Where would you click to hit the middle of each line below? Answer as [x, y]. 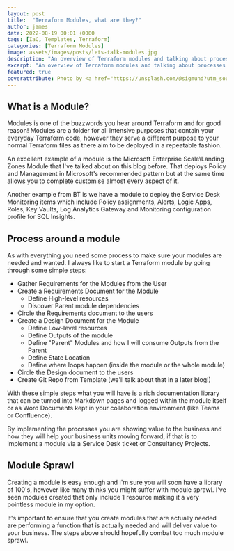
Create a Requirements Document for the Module [88, 291]
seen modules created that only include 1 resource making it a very [103, 497]
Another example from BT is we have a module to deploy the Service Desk [114, 195]
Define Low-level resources [67, 328]
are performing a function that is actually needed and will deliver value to [112, 525]
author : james [28, 26]
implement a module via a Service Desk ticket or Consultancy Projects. [109, 444]
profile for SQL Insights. [41, 217]
